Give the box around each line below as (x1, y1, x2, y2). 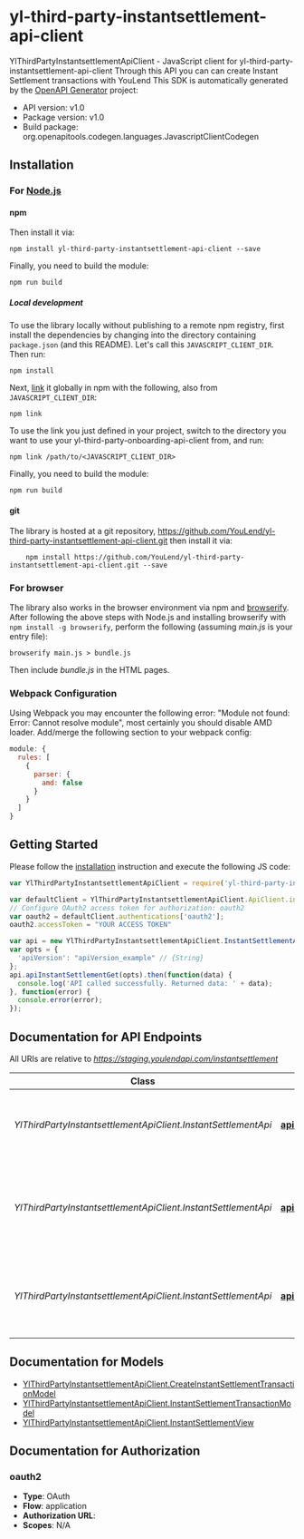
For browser (9, 581, 64, 594)
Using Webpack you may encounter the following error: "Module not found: (9, 707, 290, 718)
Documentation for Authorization (9, 1444, 201, 1459)
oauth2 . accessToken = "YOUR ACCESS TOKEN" (9, 920, 172, 930)
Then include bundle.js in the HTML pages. (9, 664, 170, 675)
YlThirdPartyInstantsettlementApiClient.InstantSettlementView (22, 1417, 255, 1427)
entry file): (9, 630, 48, 641)
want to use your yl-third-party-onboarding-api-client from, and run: (9, 435, 265, 446)
